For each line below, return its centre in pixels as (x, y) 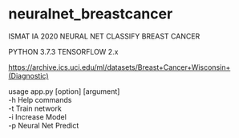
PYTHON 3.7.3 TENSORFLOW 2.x (63, 51)
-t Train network (35, 108)
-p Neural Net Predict (44, 125)
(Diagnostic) (29, 75)
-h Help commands (40, 99)
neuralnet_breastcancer (91, 14)
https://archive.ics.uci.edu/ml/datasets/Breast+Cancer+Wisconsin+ (119, 67)
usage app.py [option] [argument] (64, 91)
